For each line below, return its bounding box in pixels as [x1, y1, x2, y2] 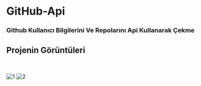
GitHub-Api [6, 4, 65, 18]
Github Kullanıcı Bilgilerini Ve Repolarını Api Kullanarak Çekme [6, 26, 195, 35]
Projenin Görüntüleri [6, 45, 86, 56]
